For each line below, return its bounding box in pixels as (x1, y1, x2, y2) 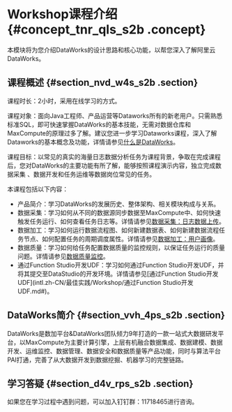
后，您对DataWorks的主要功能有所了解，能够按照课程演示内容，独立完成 (7, 161, 216, 170)
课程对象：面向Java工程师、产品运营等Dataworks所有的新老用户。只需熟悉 (7, 111, 223, 119)
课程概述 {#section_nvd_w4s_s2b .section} (7, 77, 199, 89)
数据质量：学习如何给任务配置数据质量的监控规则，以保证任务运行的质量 (17, 243, 225, 251)
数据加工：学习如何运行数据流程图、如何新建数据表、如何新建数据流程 (17, 226, 219, 234)
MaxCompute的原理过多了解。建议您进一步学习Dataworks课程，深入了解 (7, 128, 217, 137)
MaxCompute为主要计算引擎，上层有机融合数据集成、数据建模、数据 (25, 338, 223, 346)
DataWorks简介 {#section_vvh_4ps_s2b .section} (7, 309, 225, 321)
